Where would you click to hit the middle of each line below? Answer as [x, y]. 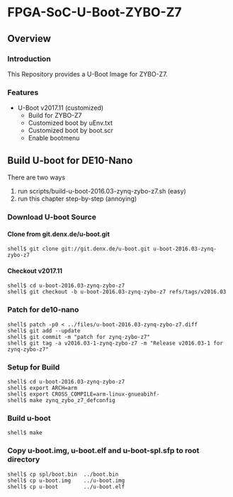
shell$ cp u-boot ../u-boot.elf [66, 486]
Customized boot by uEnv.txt [70, 123]
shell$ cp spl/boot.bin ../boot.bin [63, 474]
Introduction [29, 59]
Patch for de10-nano [43, 310]
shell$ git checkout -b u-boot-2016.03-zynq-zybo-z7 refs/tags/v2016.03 [117, 292]
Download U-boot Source [52, 217]
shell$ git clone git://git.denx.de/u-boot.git [79, 249]
